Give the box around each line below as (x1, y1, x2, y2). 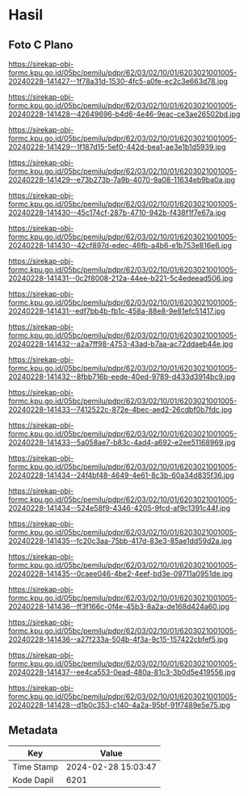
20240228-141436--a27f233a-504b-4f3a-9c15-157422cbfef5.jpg (8, 634, 229, 644)
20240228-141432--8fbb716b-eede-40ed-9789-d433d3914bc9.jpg (8, 372, 236, 381)
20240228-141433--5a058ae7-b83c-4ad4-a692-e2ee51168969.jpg (8, 438, 236, 447)
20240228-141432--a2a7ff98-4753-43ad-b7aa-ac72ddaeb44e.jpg (8, 339, 233, 348)
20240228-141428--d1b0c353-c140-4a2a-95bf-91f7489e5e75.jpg (8, 701, 230, 710)
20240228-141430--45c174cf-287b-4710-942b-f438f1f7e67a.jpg (8, 208, 226, 217)
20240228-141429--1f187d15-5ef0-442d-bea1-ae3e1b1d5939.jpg (8, 142, 226, 151)
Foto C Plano (8, 38, 74, 52)
